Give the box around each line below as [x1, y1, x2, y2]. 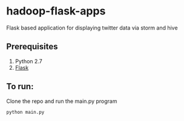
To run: [6, 81, 34, 92]
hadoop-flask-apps [6, 4, 106, 18]
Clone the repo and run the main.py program [6, 98, 117, 105]
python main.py [6, 109, 45, 115]
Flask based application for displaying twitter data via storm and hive [6, 24, 178, 31]
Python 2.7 [15, 57, 42, 64]
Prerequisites [6, 42, 58, 52]
